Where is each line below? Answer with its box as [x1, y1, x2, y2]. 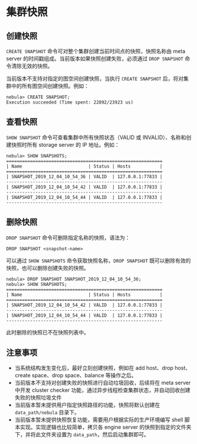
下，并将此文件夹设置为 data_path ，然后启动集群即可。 [14, 431, 150, 438]
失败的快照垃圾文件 [14, 394, 62, 401]
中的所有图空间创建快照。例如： [11, 82, 89, 89]
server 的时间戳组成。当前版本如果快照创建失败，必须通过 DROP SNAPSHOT [6, 55, 184, 62]
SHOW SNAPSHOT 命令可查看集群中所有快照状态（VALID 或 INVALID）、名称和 [6, 134, 186, 141]
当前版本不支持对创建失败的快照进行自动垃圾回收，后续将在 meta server [14, 379, 191, 387]
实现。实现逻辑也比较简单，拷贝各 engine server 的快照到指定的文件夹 [20, 424, 192, 431]
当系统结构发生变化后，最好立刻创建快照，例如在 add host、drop [14, 365, 173, 372]
